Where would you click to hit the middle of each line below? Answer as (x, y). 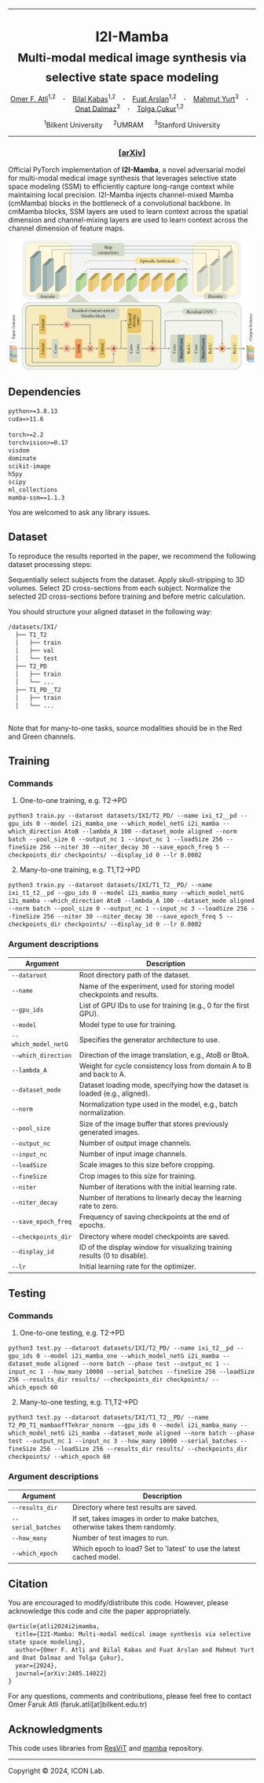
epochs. (92, 1225)
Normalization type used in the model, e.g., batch (158, 1104)
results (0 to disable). (114, 1255)
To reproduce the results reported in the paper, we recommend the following (132, 556)
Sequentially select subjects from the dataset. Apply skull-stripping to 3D (126, 580)
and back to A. (103, 1074)
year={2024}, (37, 1666)
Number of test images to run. (120, 1538)
